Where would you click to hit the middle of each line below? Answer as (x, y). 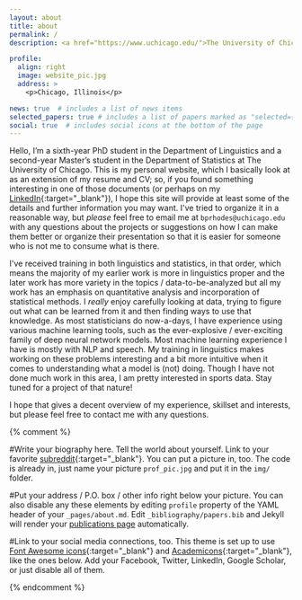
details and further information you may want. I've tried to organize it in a (144, 208)
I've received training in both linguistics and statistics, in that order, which (145, 264)
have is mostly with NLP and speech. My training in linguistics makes (137, 349)
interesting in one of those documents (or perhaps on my (115, 189)
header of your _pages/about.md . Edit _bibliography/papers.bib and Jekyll (147, 515)
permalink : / (34, 34)
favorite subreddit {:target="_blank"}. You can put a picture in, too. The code (150, 459)
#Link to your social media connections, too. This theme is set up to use (142, 542)
